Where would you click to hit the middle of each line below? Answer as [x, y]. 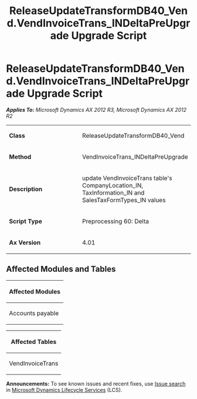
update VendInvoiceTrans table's [127, 178]
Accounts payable [34, 313]
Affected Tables [34, 342]
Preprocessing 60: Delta [116, 221]
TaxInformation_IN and [113, 193]
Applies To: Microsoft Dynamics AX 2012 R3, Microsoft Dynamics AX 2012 [96, 110]
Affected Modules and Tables [61, 269]
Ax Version [25, 243]
